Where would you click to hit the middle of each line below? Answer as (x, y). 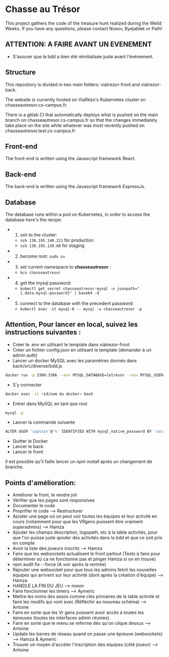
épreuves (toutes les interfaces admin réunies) (61, 618)
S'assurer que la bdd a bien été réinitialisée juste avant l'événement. (83, 56)
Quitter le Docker (30, 441)
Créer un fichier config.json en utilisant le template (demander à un (82, 350)
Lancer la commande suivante (44, 422)
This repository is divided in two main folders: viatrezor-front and (72, 85)
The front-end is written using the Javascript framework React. (70, 158)
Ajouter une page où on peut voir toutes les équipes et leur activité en (85, 516)
